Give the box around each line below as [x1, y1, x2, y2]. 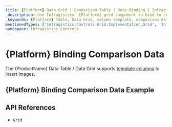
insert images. [5, 71, 35, 77]
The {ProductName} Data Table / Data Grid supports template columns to [5, 66, 160, 72]
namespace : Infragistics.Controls [5, 27, 79, 32]
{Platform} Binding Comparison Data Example [5, 86, 155, 95]
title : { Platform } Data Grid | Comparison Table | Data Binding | [5, 7, 150, 13]
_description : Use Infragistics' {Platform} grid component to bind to [5, 12, 161, 17]
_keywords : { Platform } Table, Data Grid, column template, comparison [5, 17, 159, 22]
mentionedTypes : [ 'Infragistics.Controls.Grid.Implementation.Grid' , [5, 22, 157, 27]
